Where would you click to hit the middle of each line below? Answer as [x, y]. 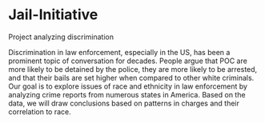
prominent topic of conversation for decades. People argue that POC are [128, 61]
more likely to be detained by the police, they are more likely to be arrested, [133, 69]
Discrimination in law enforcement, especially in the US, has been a [119, 52]
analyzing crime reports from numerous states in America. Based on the [127, 94]
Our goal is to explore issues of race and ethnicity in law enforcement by [128, 86]
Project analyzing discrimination [61, 37]
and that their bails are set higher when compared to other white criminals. [131, 77]
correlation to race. [40, 111]
